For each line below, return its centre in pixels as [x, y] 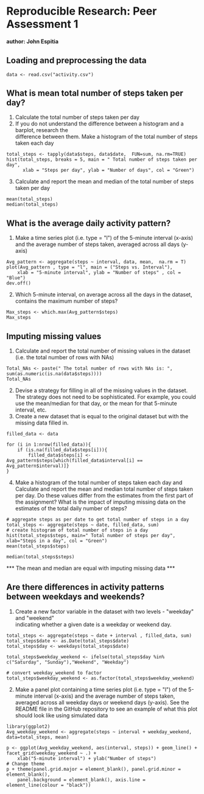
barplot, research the [41, 130]
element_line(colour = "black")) [49, 785]
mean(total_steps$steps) [38, 546]
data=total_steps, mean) [38, 737]
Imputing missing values [54, 336]
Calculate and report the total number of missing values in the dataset [103, 351]
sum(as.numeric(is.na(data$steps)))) [54, 374]
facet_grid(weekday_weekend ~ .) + [51, 753]
